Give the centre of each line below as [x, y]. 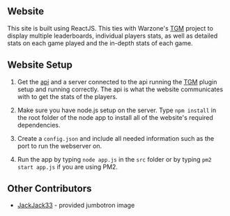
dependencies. [39, 125]
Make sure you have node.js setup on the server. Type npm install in [117, 110]
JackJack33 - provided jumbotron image [76, 206]
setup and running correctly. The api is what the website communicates [120, 89]
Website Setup [40, 65]
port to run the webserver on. [60, 146]
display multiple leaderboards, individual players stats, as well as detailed [113, 36]
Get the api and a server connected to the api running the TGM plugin [117, 82]
